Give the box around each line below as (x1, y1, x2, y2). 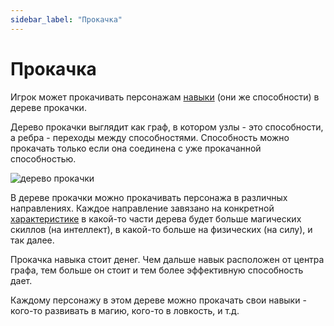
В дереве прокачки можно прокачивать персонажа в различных (10, 191, 288, 203)
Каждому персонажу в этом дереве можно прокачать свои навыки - (10, 294, 307, 306)
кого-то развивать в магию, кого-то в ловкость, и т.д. (10, 304, 240, 316)
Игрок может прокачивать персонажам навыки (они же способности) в (10, 91, 320, 103)
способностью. (10, 152, 77, 165)
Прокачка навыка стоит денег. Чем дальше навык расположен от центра (10, 253, 325, 265)
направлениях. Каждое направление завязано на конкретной (10, 202, 275, 214)
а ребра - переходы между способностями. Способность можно (10, 131, 290, 143)
